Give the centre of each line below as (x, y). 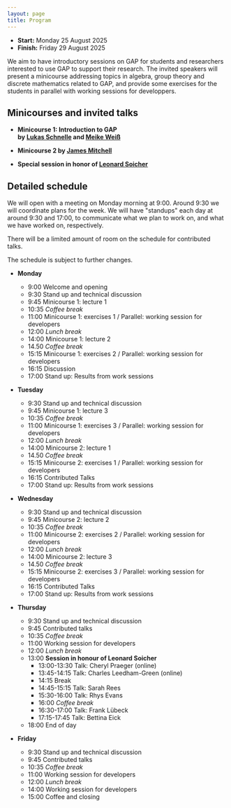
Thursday (32, 608)
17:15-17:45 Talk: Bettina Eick (79, 718)
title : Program (29, 20)
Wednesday (35, 499)
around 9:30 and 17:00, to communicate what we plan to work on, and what (116, 218)
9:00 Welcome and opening (68, 287)
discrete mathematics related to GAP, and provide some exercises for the (112, 83)
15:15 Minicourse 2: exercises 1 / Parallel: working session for (115, 463)
